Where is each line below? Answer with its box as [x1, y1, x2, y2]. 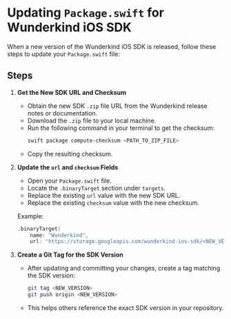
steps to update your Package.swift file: [7, 50, 121, 58]
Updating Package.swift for [7, 5, 164, 21]
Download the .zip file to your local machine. [27, 116, 157, 125]
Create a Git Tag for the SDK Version [17, 250, 124, 259]
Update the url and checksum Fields [17, 163, 119, 171]
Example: [17, 212, 44, 220]
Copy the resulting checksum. [27, 149, 113, 158]
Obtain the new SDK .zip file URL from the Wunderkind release [27, 102, 208, 110]
